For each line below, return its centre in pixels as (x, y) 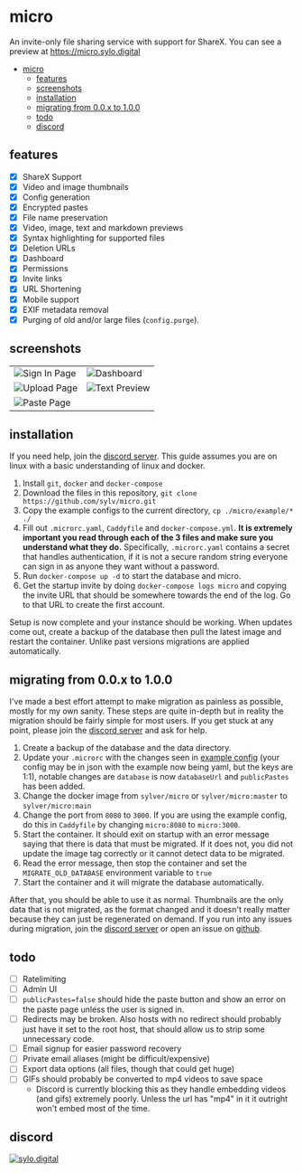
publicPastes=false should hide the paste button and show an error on (154, 999)
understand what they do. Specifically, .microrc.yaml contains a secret (156, 547)
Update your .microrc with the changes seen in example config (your (151, 758)
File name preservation (65, 218)
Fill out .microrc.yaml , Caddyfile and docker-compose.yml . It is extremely (157, 528)
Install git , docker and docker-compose (92, 483)
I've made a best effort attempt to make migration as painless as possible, (146, 702)
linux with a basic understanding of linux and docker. (107, 466)
